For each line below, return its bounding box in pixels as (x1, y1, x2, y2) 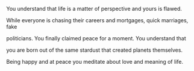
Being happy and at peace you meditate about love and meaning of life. (6, 58, 184, 65)
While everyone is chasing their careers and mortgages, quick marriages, (6, 17, 189, 23)
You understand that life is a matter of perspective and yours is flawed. (6, 5, 183, 12)
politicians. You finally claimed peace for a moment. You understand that (6, 35, 187, 42)
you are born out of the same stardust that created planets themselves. (6, 46, 183, 54)
